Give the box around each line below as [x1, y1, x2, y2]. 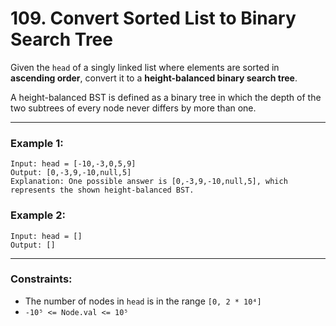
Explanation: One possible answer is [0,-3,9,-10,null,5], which [10, 177, 288, 187]
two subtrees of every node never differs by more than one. [10, 102, 257, 114]
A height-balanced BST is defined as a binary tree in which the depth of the [10, 91, 322, 103]
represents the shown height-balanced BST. [10, 185, 195, 196]
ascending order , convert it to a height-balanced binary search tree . [10, 72, 298, 84]
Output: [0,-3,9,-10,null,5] [10, 168, 132, 178]
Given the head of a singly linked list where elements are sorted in [10, 61, 280, 73]
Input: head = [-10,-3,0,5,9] [10, 159, 137, 169]
